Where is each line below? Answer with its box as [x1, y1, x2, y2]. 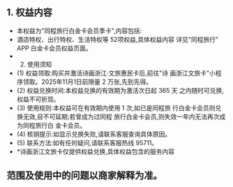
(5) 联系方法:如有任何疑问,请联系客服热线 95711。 [16, 138, 158, 147]
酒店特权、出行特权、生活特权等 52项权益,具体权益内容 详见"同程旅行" [16, 35, 219, 43]
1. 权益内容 [6, 6, 53, 19]
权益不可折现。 [16, 95, 60, 103]
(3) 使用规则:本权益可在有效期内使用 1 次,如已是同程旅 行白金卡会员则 [16, 103, 216, 112]
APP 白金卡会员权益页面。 [16, 44, 92, 52]
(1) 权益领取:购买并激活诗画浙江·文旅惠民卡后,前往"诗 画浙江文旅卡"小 [16, 68, 216, 77]
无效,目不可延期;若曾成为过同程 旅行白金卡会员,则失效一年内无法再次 [22, 112, 220, 121]
